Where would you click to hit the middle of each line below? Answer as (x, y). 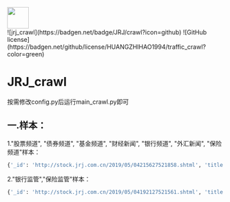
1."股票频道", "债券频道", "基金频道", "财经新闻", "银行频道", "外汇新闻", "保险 (115, 143)
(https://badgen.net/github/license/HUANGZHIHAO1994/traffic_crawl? (107, 47)
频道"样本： (24, 152)
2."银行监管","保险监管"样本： (49, 179)
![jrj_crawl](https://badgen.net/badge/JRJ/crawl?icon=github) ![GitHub (107, 32)
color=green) (26, 54)
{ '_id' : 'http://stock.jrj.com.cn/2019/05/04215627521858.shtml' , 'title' (117, 165)
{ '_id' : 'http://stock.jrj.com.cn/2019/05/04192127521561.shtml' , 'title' (117, 192)
